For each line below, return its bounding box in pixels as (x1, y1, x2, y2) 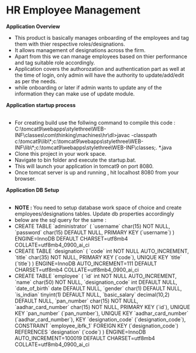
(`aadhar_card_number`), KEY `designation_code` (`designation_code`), (14, 316, 186, 323)
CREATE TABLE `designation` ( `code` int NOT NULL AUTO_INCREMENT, (14, 247, 189, 255)
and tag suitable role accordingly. (14, 59, 95, 66)
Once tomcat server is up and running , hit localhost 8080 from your (14, 169, 180, 176)
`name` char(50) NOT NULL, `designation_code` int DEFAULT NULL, (14, 279, 177, 286)
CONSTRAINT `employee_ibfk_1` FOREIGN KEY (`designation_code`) (14, 322, 178, 329)
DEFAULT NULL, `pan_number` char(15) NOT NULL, (14, 297, 139, 304)
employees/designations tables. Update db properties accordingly (14, 210, 174, 217)
